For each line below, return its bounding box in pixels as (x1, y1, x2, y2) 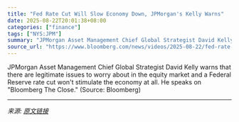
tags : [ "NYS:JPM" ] (7, 30, 62, 38)
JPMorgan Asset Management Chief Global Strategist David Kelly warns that (7, 63, 231, 71)
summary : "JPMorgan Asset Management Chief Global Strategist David (7, 37, 215, 44)
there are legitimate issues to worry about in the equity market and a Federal (7, 70, 231, 79)
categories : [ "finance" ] (7, 23, 81, 30)
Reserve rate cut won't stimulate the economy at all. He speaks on (7, 78, 201, 86)
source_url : (7, 43, 43, 50)
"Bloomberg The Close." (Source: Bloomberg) (7, 86, 141, 94)
